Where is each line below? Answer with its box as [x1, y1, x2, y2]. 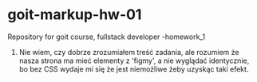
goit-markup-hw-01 [7, 6, 142, 24]
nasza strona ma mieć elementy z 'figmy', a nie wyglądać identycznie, [18, 56, 250, 65]
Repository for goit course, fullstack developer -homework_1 [7, 32, 205, 41]
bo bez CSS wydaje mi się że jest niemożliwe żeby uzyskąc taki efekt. [18, 64, 249, 73]
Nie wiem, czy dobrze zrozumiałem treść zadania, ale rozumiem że [18, 47, 240, 57]
